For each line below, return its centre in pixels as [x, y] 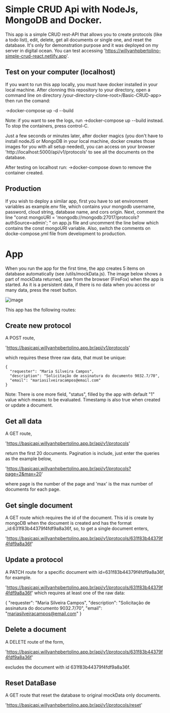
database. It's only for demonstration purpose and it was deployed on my [82, 45]
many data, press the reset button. [41, 290]
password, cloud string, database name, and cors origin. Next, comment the [85, 212]
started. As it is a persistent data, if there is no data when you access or [80, 285]
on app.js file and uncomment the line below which [106, 222]
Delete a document [36, 630]
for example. [19, 577]
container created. [25, 172]
